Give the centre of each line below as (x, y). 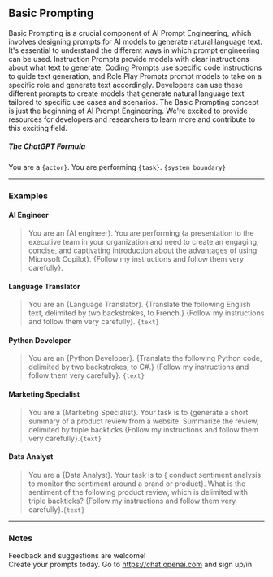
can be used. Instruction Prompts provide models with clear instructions (129, 59)
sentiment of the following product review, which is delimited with (138, 492)
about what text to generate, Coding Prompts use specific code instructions (135, 67)
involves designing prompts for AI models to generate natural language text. (135, 41)
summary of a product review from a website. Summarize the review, (143, 421)
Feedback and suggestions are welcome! (77, 556)
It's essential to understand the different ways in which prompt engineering (134, 50)
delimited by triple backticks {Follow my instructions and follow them (143, 429)
